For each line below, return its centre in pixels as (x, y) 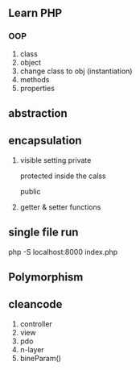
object (31, 62)
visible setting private (56, 160)
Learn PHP (35, 13)
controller (36, 324)
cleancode (35, 304)
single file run (43, 233)
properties (37, 88)
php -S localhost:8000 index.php (63, 252)
